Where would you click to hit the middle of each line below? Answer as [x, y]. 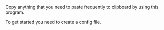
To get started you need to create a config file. [53, 22]
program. [15, 12]
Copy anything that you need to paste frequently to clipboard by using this [82, 7]
